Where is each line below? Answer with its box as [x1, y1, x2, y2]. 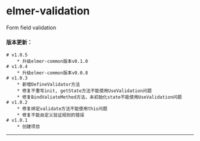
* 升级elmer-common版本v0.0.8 [17, 70, 88, 76]
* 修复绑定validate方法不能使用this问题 [17, 106, 108, 112]
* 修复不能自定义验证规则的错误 [17, 112, 85, 118]
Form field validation [6, 24, 57, 31]
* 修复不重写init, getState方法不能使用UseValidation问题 [17, 88, 152, 94]
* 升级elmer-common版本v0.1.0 [17, 59, 88, 65]
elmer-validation [6, 4, 90, 18]
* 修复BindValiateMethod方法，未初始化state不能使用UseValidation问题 [17, 94, 182, 100]
